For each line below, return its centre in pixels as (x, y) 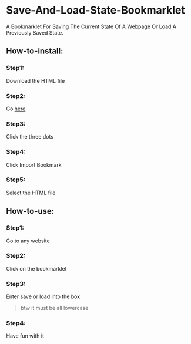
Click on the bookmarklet (36, 268)
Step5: (16, 180)
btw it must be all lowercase (54, 308)
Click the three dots (30, 137)
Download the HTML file (36, 80)
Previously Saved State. (35, 32)
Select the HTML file (31, 193)
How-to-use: (30, 211)
